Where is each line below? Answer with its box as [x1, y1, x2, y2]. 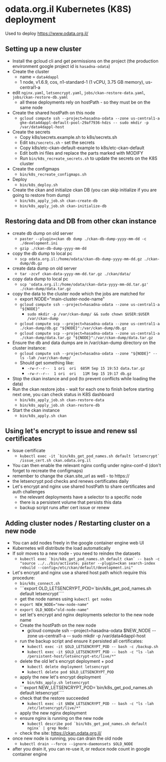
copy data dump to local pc [12, 276, 68, 282]
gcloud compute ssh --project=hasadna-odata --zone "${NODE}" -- [19, 351, 158, 356]
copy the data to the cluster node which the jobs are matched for [12, 291, 145, 296]
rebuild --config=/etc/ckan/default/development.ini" [19, 565, 133, 571]
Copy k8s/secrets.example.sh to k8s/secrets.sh [19, 134, 117, 140]
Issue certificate [12, 448, 46, 454]
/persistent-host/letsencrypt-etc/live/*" [27, 654, 116, 659]
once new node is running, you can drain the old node [12, 735, 123, 742]
